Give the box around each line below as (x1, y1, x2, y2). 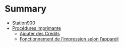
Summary (5, 3, 46, 15)
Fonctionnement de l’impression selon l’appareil (19, 36, 119, 42)
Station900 (12, 20, 36, 26)
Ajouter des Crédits (19, 30, 60, 36)
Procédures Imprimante (12, 25, 61, 31)
